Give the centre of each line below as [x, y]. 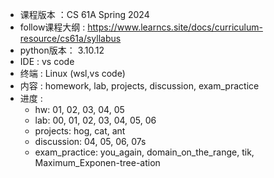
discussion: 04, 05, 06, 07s [90, 141]
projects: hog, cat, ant [80, 131]
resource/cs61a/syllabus [70, 38]
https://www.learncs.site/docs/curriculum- [175, 27]
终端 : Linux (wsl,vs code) [72, 73]
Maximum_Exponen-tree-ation [97, 162]
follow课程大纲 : [52, 27]
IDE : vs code [47, 61]
